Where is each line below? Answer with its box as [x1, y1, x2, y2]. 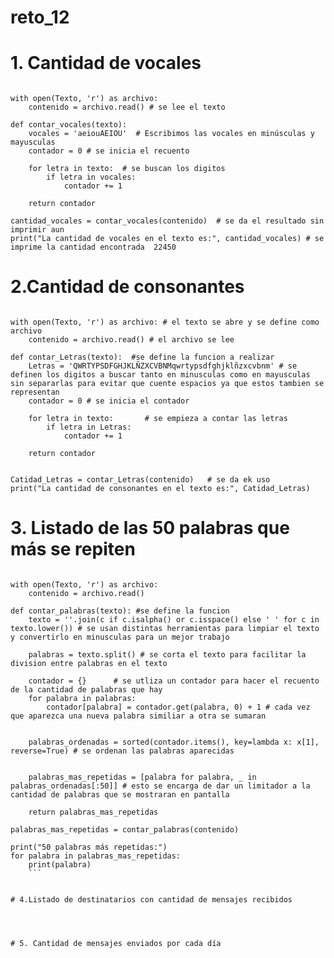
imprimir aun [10, 225, 65, 235]
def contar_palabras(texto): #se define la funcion [10, 606, 230, 616]
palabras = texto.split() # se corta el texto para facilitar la [28, 650, 307, 660]
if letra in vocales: [46, 172, 137, 183]
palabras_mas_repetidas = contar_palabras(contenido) [10, 825, 240, 835]
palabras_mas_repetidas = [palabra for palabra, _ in [28, 772, 257, 782]
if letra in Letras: [46, 422, 132, 433]
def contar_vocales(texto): [10, 120, 128, 130]
